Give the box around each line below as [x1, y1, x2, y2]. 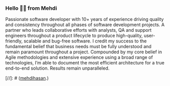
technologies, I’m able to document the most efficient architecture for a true [5, 60, 165, 66]
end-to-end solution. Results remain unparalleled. [5, 65, 110, 71]
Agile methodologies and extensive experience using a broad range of [5, 54, 153, 60]
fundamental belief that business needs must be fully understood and [5, 44, 152, 50]
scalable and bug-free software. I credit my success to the [23, 38, 147, 44]
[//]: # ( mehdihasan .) [5, 75, 49, 81]
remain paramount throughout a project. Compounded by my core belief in [5, 49, 162, 55]
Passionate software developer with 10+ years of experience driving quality [5, 16, 164, 23]
